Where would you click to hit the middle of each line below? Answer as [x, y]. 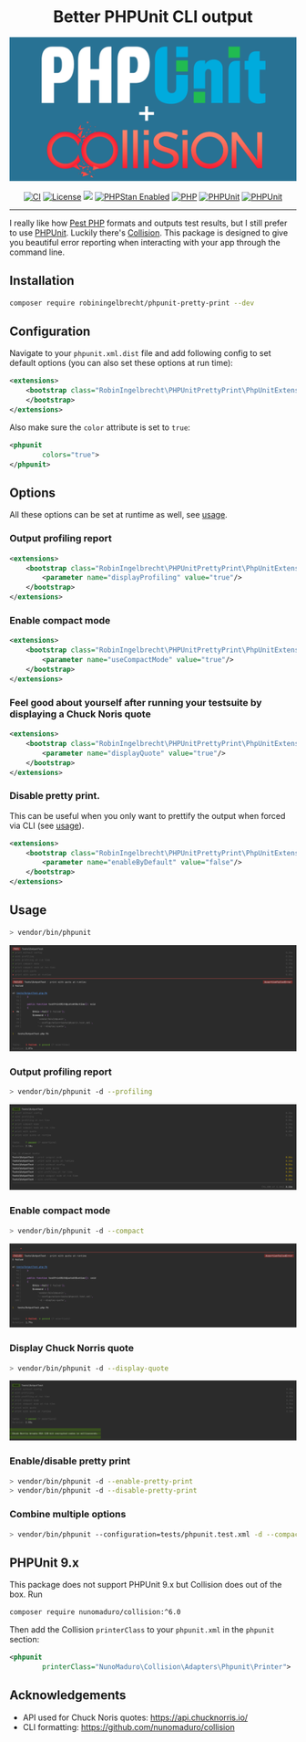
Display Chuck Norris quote [72, 1348]
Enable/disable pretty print [70, 1461]
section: [25, 1640]
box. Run [26, 1594]
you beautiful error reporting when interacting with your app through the [145, 242]
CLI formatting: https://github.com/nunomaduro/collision [128, 1726]
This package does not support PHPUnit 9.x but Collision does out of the [146, 1585]
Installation [42, 281]
